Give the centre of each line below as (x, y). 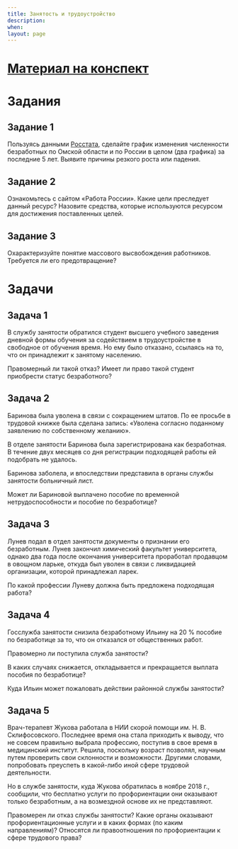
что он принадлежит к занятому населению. (75, 355)
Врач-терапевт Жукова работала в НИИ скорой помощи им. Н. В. (107, 728)
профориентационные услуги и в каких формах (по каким (95, 823)
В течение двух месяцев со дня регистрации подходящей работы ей (112, 451)
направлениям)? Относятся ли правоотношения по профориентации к (114, 831)
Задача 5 (28, 710)
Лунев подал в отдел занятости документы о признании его (98, 541)
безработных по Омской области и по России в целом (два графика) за (116, 152)
